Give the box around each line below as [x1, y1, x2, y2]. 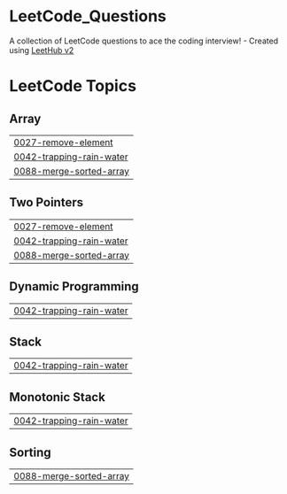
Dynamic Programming [9, 279, 139, 294]
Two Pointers [9, 195, 84, 210]
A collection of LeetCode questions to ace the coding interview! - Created [9, 35, 279, 46]
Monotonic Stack [9, 390, 106, 405]
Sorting [9, 444, 51, 459]
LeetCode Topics [9, 76, 137, 96]
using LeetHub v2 [9, 44, 74, 55]
